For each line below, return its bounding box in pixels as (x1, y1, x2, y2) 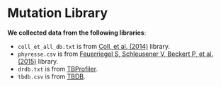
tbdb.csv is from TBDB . (17, 72, 86, 81)
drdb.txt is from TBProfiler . (17, 64, 98, 73)
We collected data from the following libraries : (7, 28, 147, 37)
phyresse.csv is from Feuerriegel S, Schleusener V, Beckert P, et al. (17, 50, 214, 58)
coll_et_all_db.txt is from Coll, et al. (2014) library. (17, 42, 170, 50)
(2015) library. (17, 57, 59, 65)
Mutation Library (7, 5, 108, 21)
